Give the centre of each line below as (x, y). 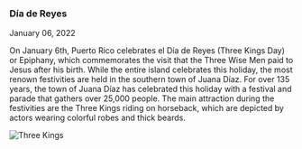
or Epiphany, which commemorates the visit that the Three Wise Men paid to (151, 61)
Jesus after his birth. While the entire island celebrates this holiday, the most (151, 70)
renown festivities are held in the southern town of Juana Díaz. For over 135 (150, 79)
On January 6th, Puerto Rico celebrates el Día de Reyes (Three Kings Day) (147, 51)
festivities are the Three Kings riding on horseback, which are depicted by (146, 108)
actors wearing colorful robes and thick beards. (98, 118)
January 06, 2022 (43, 33)
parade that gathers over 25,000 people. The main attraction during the (142, 98)
